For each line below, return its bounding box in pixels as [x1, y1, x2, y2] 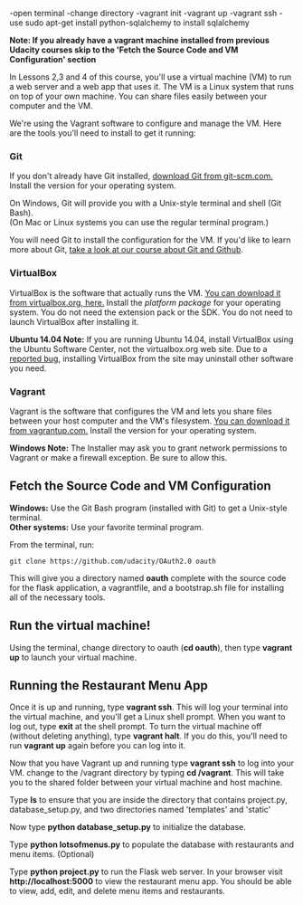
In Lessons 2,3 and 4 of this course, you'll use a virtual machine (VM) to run [9, 71, 292, 82]
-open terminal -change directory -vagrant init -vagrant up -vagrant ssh [9, 8, 278, 18]
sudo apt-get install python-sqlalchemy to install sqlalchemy [24, 17, 251, 28]
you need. [9, 362, 47, 374]
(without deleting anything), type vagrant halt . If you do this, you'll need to [9, 730, 288, 741]
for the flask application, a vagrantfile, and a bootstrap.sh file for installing [9, 582, 285, 593]
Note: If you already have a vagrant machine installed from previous [9, 35, 270, 45]
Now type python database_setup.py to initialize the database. [9, 822, 247, 833]
